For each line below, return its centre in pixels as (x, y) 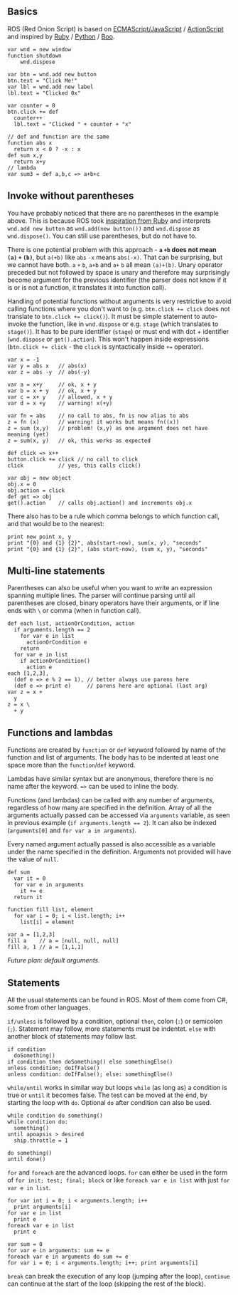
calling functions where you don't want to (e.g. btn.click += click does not (119, 308)
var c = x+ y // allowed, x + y (60, 397)
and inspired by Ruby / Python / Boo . (61, 36)
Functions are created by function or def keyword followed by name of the (117, 750)
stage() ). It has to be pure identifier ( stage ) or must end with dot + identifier (118, 331)
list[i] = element (47, 922)
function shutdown (34, 56)
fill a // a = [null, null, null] (63, 941)
